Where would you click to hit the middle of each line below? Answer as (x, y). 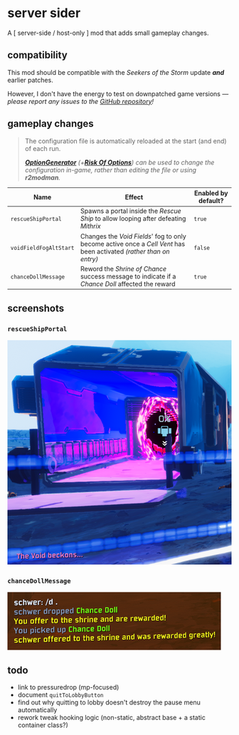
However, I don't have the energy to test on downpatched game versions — (118, 93)
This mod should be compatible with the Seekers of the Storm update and (116, 72)
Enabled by (212, 193)
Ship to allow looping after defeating (133, 219)
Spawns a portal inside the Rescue (131, 211)
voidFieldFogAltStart (42, 248)
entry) (89, 259)
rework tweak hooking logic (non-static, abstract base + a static (112, 718)
